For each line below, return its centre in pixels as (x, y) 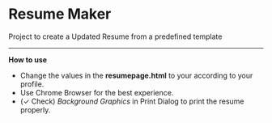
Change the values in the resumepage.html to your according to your (136, 75)
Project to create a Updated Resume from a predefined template (115, 36)
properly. (35, 109)
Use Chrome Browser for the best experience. (97, 92)
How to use (28, 59)
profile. (32, 84)
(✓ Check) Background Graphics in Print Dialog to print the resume (132, 101)
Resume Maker (60, 14)
